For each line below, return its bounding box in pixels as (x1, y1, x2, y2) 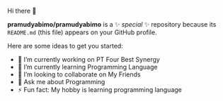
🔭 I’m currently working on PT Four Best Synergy (17, 55, 161, 63)
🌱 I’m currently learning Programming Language (17, 63, 158, 71)
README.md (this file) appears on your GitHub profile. (7, 28, 157, 36)
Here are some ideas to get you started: (7, 42, 124, 50)
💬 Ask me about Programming (17, 78, 105, 86)
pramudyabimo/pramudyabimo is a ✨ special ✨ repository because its (7, 20, 217, 28)
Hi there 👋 (7, 7, 37, 15)
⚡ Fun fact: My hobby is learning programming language (17, 86, 183, 94)
